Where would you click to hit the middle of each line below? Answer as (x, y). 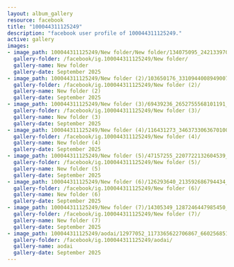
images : (18, 46)
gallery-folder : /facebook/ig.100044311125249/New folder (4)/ (107, 136)
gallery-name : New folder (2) (57, 91)
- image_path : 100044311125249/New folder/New (76, 53)
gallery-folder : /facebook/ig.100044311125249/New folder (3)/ (107, 111)
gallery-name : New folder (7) (57, 220)
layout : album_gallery (40, 14)
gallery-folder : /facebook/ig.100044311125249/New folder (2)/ (107, 85)
